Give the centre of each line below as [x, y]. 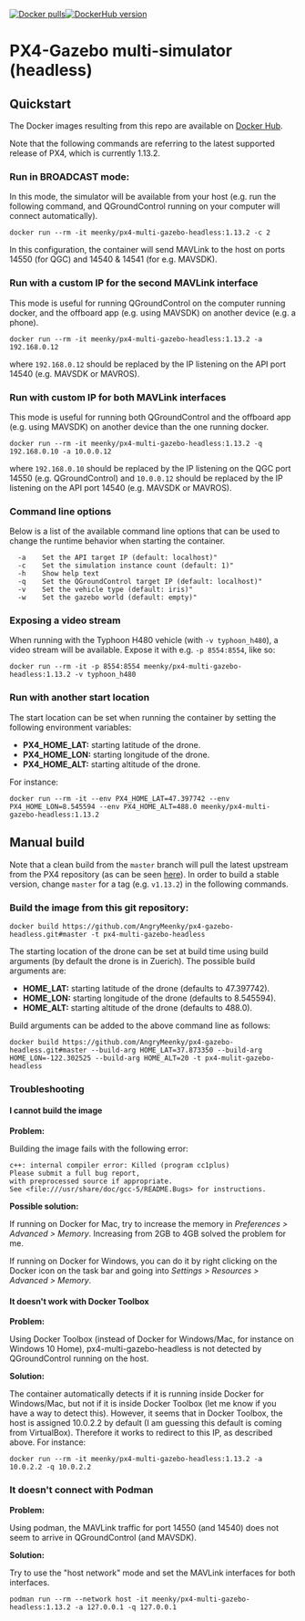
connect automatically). [54, 216]
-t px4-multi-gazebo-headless [148, 934]
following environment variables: [71, 727]
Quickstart [41, 104]
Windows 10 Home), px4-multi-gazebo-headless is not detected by [136, 1349]
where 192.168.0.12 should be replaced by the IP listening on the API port [148, 364]
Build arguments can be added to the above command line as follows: [140, 1025]
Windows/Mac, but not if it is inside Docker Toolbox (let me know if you [143, 1404]
